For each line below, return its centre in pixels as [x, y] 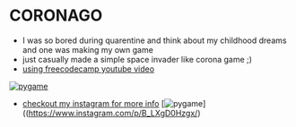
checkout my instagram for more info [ [93, 103]
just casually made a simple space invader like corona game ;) [137, 59]
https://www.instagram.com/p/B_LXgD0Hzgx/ [113, 113]
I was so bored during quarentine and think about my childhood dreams [154, 40]
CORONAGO [56, 16]
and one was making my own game [88, 49]
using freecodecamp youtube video [88, 69]
